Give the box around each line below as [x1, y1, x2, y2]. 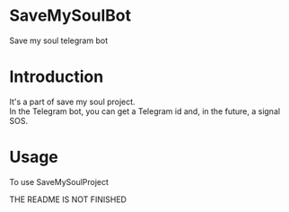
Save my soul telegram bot [9, 35, 109, 46]
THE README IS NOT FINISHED [9, 194, 127, 205]
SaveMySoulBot [9, 5, 132, 26]
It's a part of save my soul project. [9, 96, 136, 107]
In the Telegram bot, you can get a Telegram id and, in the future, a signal [9, 105, 281, 117]
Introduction [9, 66, 104, 87]
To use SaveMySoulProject [9, 176, 109, 187]
